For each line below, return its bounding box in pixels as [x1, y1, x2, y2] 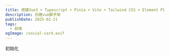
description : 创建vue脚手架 [5, 12, 61, 17]
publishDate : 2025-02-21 [5, 17, 58, 22]
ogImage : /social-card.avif [5, 31, 65, 36]
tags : [5, 21, 17, 27]
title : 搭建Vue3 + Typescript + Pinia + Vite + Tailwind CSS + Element [5, 7, 158, 13]
